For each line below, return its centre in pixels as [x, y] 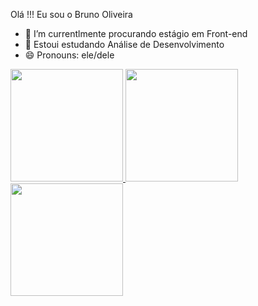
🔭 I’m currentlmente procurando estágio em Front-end [136, 33]
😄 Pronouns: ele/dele [69, 55]
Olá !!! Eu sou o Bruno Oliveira [71, 14]
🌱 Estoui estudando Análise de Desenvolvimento [124, 44]
